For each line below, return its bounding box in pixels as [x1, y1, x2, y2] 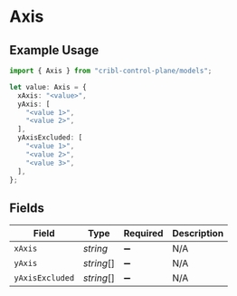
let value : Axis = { [9, 82, 88, 91]
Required [123, 227, 164, 240]
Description [171, 227, 224, 240]
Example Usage [9, 43, 100, 58]
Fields [9, 200, 45, 215]
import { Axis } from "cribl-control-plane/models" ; [9, 66, 213, 75]
